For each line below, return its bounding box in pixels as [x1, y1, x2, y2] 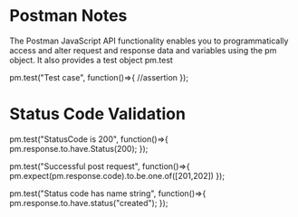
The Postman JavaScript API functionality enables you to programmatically [9, 35, 289, 46]
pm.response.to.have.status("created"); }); [9, 197, 168, 208]
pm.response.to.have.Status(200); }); [9, 143, 149, 154]
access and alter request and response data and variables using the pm [9, 44, 277, 55]
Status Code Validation [9, 104, 186, 125]
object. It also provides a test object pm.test [9, 54, 174, 65]
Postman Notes [9, 5, 128, 26]
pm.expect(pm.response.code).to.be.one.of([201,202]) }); [9, 170, 225, 181]
